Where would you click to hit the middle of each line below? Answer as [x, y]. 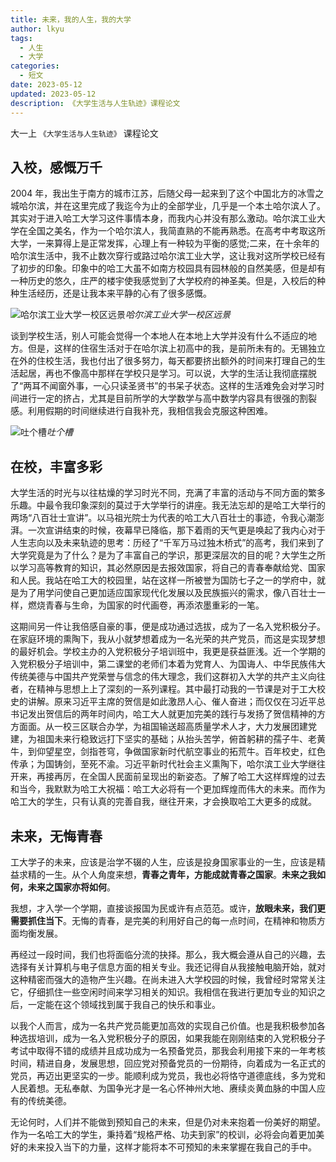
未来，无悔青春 [56, 836]
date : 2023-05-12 [46, 85]
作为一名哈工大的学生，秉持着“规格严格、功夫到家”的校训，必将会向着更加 [163, 1134]
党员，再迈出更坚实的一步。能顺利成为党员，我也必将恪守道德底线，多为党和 [168, 1075]
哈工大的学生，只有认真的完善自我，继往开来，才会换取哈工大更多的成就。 [163, 802]
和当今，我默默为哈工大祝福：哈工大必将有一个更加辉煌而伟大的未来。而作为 [168, 789]
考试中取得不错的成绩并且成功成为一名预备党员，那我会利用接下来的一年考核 [168, 1050]
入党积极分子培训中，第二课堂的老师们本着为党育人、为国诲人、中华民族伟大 [168, 664]
